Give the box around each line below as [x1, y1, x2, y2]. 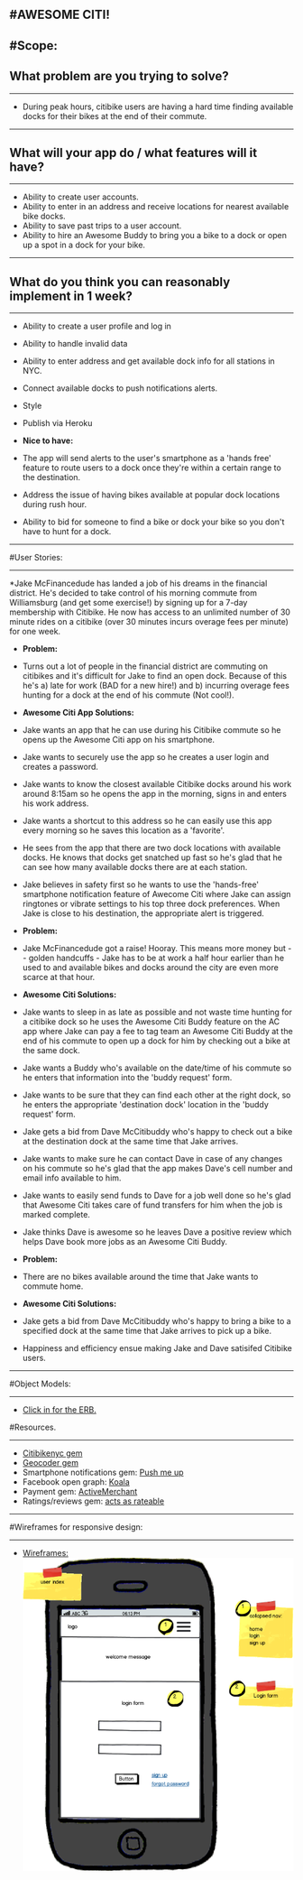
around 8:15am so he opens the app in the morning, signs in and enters [22, 789, 287, 800]
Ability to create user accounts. [22, 191, 140, 202]
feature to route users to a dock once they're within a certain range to [22, 462, 281, 473]
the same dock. [22, 1045, 81, 1056]
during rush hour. [22, 499, 87, 510]
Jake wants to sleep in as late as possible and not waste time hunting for [22, 1006, 293, 1018]
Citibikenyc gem [22, 1448, 83, 1459]
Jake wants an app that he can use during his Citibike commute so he [22, 725, 281, 736]
